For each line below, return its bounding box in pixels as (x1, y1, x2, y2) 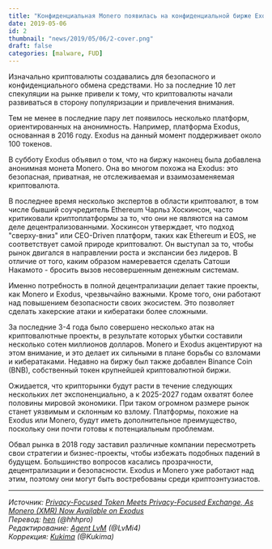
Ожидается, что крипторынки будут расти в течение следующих (8, 381, 233, 390)
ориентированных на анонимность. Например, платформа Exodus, (8, 122, 240, 131)
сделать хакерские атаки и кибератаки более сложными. (8, 307, 208, 316)
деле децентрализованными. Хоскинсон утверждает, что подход (8, 222, 235, 232)
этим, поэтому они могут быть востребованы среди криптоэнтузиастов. (8, 475, 261, 483)
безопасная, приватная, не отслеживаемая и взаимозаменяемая (8, 172, 235, 181)
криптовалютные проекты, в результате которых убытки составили (8, 331, 243, 340)
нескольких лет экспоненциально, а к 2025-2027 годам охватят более (8, 389, 253, 399)
